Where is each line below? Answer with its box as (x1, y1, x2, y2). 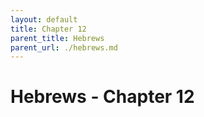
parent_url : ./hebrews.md (10, 42, 118, 53)
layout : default (10, 14, 78, 25)
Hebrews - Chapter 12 (10, 86, 195, 108)
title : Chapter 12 (10, 24, 87, 34)
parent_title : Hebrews (10, 33, 105, 43)
